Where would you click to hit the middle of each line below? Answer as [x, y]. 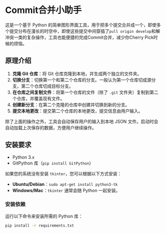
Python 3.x [23, 157]
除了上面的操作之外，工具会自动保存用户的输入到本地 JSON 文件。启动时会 [82, 121]
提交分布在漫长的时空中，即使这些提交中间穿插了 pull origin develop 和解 [85, 31]
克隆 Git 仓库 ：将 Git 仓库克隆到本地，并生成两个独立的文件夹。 [77, 74]
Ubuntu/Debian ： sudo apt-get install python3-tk [65, 184]
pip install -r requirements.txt [40, 226]
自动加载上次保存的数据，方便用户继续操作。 [51, 128]
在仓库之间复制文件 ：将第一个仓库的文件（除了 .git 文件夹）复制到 [81, 92]
